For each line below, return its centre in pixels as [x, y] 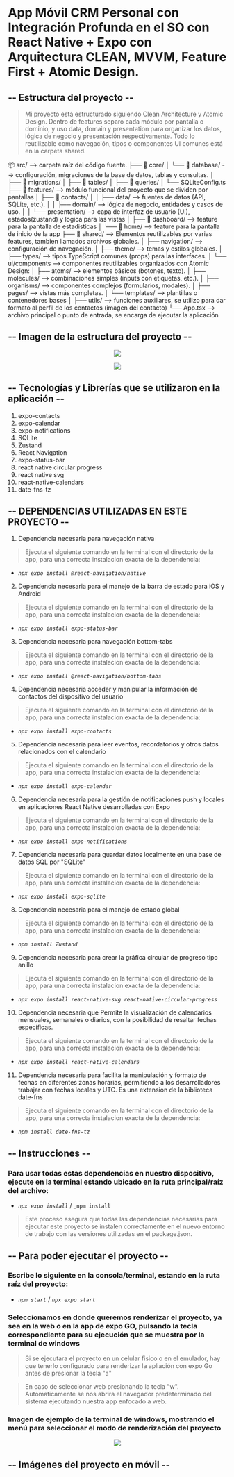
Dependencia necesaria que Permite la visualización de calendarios [115, 1012]
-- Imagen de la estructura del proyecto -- [100, 337]
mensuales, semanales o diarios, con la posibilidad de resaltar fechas [117, 1020]
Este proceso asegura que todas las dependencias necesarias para [121, 1219]
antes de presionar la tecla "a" [68, 1374]
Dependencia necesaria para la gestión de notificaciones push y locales [121, 799]
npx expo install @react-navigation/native [82, 574]
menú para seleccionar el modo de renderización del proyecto [115, 1428]
